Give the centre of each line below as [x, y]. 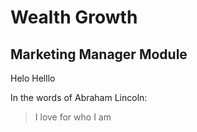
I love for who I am [73, 117]
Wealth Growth [74, 17]
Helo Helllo [33, 78]
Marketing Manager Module [99, 54]
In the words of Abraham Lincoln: [79, 97]
